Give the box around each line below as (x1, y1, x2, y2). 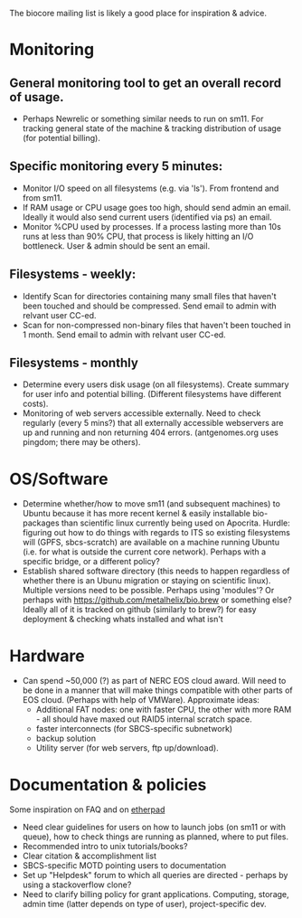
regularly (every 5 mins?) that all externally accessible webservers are (22, 418, 284, 429)
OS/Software (9, 468, 109, 489)
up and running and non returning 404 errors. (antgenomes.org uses (22, 427, 278, 438)
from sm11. (22, 192, 63, 203)
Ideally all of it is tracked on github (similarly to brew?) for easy (22, 604, 257, 615)
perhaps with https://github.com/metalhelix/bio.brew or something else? (22, 594, 292, 605)
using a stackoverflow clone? (22, 879, 132, 890)
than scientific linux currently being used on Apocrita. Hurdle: (61, 517, 291, 528)
